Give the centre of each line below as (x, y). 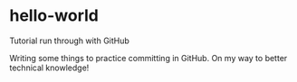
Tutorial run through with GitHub (69, 41)
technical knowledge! (49, 68)
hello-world (54, 16)
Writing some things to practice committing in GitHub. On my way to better (148, 58)
